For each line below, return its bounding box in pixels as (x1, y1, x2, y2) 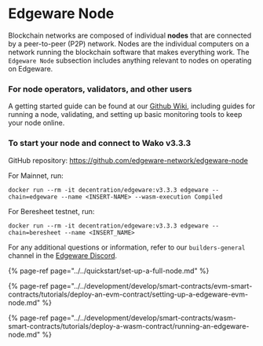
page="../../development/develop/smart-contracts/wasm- (49, 313, 237, 322)
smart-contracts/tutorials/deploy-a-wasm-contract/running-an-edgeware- (8, 321, 250, 330)
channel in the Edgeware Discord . (8, 250, 118, 260)
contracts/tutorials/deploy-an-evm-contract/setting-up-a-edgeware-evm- (8, 290, 249, 299)
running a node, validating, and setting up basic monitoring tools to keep (8, 110, 243, 119)
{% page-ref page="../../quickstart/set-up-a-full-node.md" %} (8, 266, 210, 275)
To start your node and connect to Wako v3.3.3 (8, 138, 191, 149)
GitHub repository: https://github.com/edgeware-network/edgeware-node (8, 155, 249, 165)
